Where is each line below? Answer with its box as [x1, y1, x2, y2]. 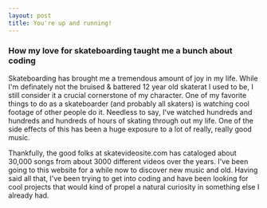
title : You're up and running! [8, 19, 112, 27]
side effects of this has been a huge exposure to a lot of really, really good [8, 124, 253, 134]
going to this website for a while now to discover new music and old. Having [8, 165, 258, 175]
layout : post [8, 11, 52, 20]
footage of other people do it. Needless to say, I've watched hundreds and [8, 107, 253, 116]
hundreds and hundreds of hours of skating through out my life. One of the [8, 116, 253, 125]
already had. [8, 190, 49, 200]
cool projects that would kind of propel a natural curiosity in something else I [8, 182, 260, 191]
